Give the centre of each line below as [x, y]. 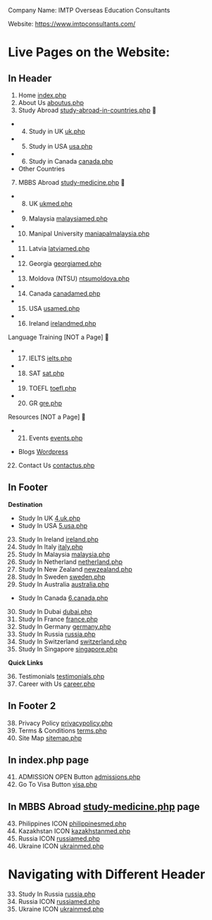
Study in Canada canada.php [71, 161]
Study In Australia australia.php [64, 584]
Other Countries [42, 169]
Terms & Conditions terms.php [62, 730]
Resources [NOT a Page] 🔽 [47, 417]
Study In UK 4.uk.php [49, 518]
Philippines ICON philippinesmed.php [72, 823]
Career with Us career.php [57, 684]
